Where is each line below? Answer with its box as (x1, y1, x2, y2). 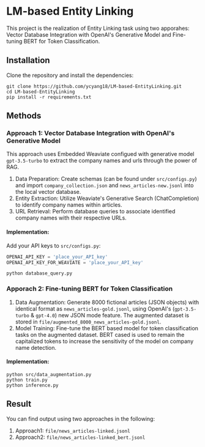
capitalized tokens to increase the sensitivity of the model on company (15, 338, 194, 345)
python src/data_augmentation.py (6, 371, 92, 377)
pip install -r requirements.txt (6, 94, 92, 100)
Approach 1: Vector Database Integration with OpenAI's (6, 129, 175, 138)
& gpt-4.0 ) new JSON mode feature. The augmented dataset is (30, 311, 190, 319)
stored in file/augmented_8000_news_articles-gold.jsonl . (15, 318, 162, 325)
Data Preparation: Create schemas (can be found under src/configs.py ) (15, 175, 197, 183)
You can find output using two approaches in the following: (6, 415, 155, 423)
